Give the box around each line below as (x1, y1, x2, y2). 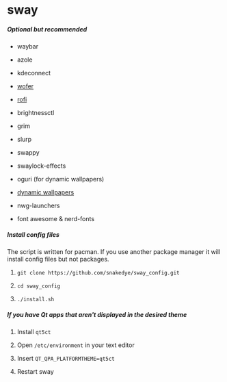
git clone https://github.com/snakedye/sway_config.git (16, 270, 180, 277)
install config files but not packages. (7, 255, 109, 264)
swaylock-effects (16, 162, 66, 170)
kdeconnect (16, 69, 51, 77)
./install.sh (16, 296, 55, 303)
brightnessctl (16, 109, 55, 117)
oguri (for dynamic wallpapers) (16, 175, 105, 183)
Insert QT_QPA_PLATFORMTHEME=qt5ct (16, 355, 115, 363)
